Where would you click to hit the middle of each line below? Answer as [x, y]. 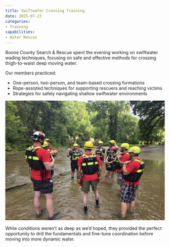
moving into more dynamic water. [40, 239]
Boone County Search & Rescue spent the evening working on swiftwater [82, 52]
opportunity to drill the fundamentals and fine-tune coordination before [79, 234]
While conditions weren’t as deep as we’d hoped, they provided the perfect [83, 228]
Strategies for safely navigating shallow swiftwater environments [80, 93]
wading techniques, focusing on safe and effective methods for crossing [81, 58]
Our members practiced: [31, 73]
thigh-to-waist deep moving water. [41, 63]
